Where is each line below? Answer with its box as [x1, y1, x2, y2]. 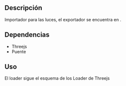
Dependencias [4, 31, 50, 39]
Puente [11, 48, 26, 55]
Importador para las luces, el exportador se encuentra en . [4, 16, 122, 22]
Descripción [4, 4, 42, 12]
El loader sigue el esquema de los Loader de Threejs [4, 75, 110, 81]
